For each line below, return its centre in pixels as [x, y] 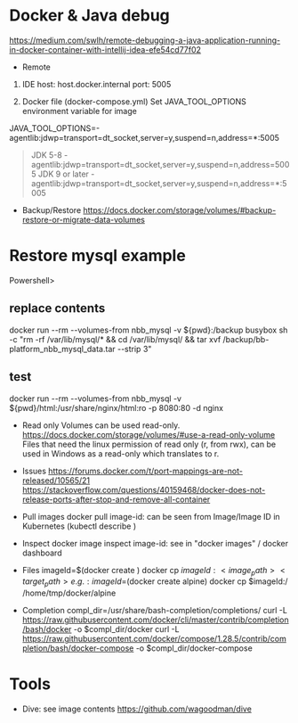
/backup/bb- [246, 339]
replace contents [57, 308]
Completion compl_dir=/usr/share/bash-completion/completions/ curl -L [154, 611]
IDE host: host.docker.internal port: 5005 [97, 84]
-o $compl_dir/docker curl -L [126, 629]
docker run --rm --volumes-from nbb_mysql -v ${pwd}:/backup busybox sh [149, 330]
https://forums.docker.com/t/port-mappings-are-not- [145, 471]
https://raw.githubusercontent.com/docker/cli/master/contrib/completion [155, 620]
